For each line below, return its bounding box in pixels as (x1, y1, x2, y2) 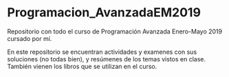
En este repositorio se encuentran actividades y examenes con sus (7, 48, 197, 56)
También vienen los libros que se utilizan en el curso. (7, 62, 157, 70)
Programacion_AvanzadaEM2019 (7, 5, 201, 20)
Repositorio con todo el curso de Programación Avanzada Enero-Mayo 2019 (7, 27, 222, 35)
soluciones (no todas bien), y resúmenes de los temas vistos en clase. (7, 55, 206, 63)
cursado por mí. (7, 34, 52, 42)
